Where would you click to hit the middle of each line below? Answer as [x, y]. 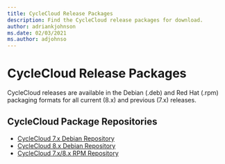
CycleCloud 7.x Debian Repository [66, 138]
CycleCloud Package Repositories [82, 122]
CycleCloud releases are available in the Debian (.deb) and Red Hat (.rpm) [113, 93]
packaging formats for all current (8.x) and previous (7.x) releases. [102, 100]
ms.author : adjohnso [37, 39]
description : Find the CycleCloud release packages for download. [105, 20]
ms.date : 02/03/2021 [37, 33]
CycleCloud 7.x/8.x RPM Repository [68, 153]
